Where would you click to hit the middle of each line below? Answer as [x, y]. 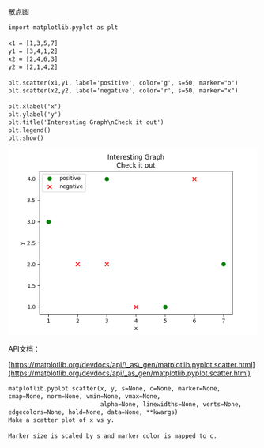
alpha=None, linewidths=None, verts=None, [171, 405]
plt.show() [26, 138]
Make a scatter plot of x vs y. [61, 420]
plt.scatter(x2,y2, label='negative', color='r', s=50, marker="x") [123, 91]
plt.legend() [30, 130]
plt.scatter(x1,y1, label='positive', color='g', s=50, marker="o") [123, 83]
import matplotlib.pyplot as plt [63, 28]
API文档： [25, 349]
